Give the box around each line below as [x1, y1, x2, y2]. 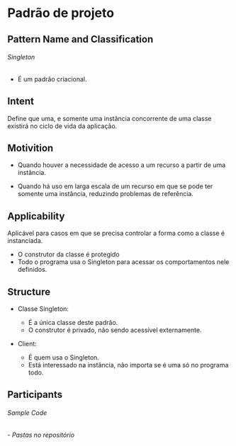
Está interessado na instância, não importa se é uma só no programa [28, 361, 229, 370]
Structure [7, 285, 51, 298]
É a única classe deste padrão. [28, 319, 118, 327]
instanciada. [7, 236, 43, 245]
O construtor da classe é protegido [17, 250, 120, 259]
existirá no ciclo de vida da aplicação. [7, 122, 118, 130]
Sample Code [7, 408, 47, 417]
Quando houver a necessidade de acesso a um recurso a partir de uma [17, 161, 226, 169]
